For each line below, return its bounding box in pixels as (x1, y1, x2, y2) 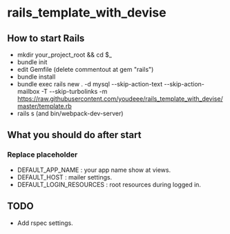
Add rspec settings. (17, 219, 74, 227)
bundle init (17, 58, 48, 66)
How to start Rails (7, 32, 85, 44)
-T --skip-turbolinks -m (41, 88, 108, 95)
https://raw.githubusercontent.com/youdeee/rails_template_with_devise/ (17, 95, 223, 103)
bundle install (17, 72, 56, 81)
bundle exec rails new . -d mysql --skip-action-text (17, 80, 163, 88)
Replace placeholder (7, 150, 78, 159)
